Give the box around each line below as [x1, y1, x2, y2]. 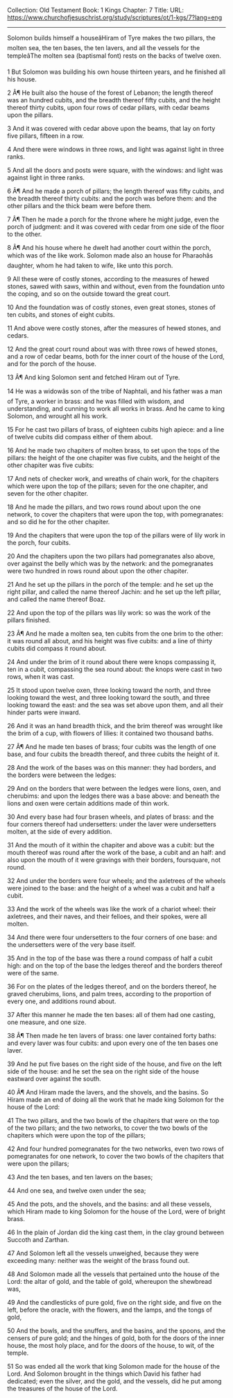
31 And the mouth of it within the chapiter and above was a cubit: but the [7, 841, 215, 849]
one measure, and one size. [7, 1018, 87, 1026]
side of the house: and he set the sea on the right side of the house [7, 1067, 200, 1075]
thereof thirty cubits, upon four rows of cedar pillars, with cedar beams [7, 104, 210, 111]
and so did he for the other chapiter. [7, 518, 110, 526]
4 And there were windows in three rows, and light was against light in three [7, 146, 224, 153]
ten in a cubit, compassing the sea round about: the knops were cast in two [7, 665, 223, 673]
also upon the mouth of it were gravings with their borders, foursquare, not [7, 856, 221, 864]
